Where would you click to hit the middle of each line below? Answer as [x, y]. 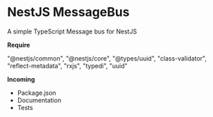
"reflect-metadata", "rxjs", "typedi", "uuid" [68, 65]
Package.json [37, 93]
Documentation [39, 100]
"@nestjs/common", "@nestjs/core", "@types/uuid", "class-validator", [107, 58]
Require [19, 45]
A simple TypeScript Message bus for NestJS [72, 31]
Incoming [21, 79]
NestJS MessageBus [68, 12]
